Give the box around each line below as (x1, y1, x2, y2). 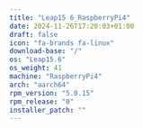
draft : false (9, 30, 58, 39)
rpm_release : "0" (9, 96, 75, 106)
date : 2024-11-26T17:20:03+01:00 (9, 22, 135, 31)
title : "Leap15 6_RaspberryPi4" (9, 13, 130, 23)
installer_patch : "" (9, 105, 87, 114)
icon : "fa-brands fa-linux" (9, 38, 115, 48)
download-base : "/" (9, 47, 83, 56)
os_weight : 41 (9, 64, 63, 73)
